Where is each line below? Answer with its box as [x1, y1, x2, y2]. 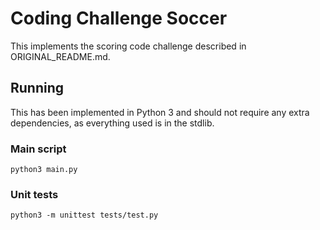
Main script [10, 142, 67, 156]
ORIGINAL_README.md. [10, 50, 111, 62]
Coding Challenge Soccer [10, 7, 228, 30]
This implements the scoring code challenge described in [10, 40, 247, 52]
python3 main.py [10, 165, 78, 175]
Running [10, 80, 65, 97]
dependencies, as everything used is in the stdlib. [10, 117, 215, 129]
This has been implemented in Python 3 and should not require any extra [10, 106, 310, 118]
